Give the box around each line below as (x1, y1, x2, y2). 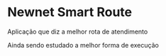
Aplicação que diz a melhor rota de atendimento (7, 27, 148, 36)
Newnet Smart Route (7, 4, 133, 20)
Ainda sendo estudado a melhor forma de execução (7, 41, 160, 49)
